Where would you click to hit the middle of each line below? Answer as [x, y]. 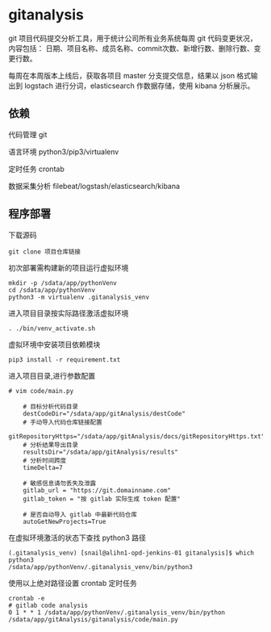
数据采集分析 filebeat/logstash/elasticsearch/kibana [94, 186]
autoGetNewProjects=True [65, 521]
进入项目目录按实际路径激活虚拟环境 [69, 313]
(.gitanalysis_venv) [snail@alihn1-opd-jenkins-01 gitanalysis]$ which [131, 553]
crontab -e [27, 598]
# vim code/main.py [41, 391]
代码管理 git [28, 134]
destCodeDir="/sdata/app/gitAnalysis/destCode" [104, 413]
